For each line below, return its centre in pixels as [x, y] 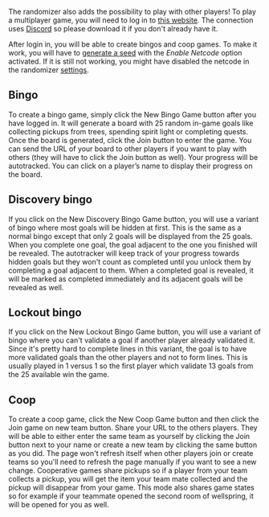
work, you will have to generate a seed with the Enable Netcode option [125, 53]
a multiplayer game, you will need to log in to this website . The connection [131, 20]
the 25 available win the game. [59, 375]
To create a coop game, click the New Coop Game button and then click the [134, 419]
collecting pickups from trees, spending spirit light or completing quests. [128, 131]
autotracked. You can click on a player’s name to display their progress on [130, 166]
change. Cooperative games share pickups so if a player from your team [128, 470]
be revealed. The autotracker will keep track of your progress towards [124, 253]
